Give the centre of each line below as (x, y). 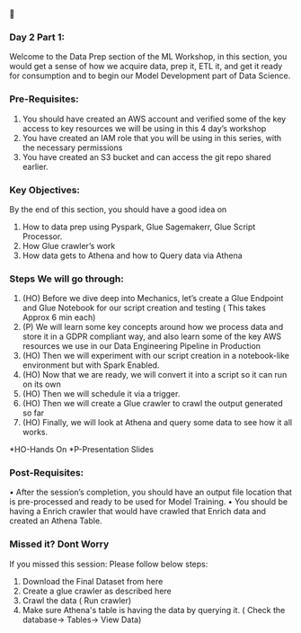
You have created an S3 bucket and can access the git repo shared (146, 156)
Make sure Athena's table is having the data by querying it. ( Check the (154, 610)
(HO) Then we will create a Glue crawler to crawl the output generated (152, 404)
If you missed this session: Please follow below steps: (109, 564)
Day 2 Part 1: (37, 37)
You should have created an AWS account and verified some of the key (154, 119)
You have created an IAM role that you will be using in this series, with (152, 138)
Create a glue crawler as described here (97, 591)
